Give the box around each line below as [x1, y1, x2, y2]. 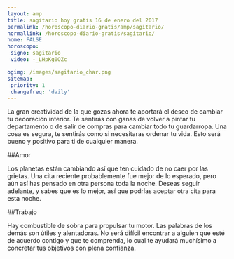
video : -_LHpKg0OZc [10, 56, 68, 63]
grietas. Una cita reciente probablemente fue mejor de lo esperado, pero [7, 172, 217, 180]
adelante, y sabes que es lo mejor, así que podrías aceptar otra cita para [7, 187, 216, 195]
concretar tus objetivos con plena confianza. [7, 244, 137, 253]
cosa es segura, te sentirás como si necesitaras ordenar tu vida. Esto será [7, 130, 221, 138]
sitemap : [7, 75, 33, 82]
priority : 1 [10, 81, 46, 88]
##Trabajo [7, 208, 37, 216]
